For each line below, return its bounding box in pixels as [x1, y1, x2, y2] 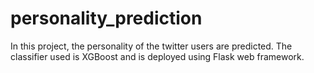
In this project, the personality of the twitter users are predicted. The [10, 40, 293, 52]
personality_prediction [10, 7, 203, 30]
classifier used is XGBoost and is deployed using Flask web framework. [10, 50, 305, 62]
